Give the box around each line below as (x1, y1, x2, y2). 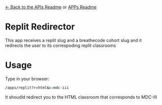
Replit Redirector (5, 21, 75, 32)
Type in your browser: (5, 76, 50, 82)
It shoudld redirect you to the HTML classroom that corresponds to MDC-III (5, 94, 157, 100)
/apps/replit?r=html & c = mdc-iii (5, 85, 69, 90)
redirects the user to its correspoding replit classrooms (5, 42, 116, 48)
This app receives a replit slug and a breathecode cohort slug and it (5, 37, 142, 43)
